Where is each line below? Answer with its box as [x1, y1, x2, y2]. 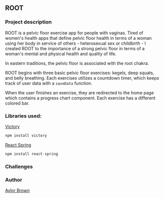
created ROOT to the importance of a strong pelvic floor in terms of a [5, 45, 145, 51]
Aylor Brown [5, 187, 30, 193]
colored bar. [5, 100, 29, 106]
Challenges [5, 163, 33, 170]
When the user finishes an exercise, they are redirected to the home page [5, 89, 154, 95]
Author [5, 176, 23, 183]
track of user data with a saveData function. [5, 80, 92, 86]
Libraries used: [5, 113, 42, 119]
